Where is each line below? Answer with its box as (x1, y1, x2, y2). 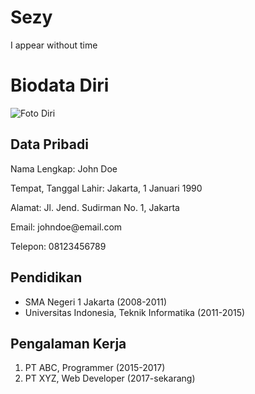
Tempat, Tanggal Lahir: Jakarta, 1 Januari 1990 (10, 182, 203, 194)
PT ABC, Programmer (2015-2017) (24, 362, 166, 374)
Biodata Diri (10, 74, 110, 97)
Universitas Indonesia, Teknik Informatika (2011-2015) (24, 306, 246, 318)
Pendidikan (10, 269, 83, 286)
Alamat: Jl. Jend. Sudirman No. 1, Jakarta (10, 201, 180, 213)
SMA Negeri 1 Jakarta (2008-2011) (24, 296, 167, 308)
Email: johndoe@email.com (10, 221, 123, 233)
